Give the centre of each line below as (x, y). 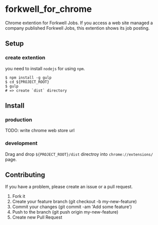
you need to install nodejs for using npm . (45, 68)
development (21, 143)
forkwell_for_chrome (48, 9)
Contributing (25, 175)
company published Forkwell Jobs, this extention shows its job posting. (78, 28)
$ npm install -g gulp (28, 78)
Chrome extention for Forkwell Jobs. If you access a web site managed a (79, 23)
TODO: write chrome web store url (40, 131)
